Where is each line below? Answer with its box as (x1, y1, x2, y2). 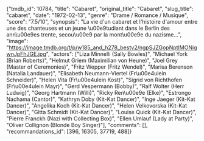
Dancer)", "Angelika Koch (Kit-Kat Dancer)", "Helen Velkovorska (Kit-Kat (6, 102, 188, 109)
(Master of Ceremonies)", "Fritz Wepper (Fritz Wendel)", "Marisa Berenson (6, 63, 193, 70)
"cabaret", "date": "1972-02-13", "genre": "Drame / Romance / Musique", (6, 12, 189, 19)
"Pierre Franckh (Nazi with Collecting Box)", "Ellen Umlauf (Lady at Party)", (6, 115, 194, 122)
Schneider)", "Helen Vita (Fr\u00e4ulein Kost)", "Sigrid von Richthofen (6, 76, 183, 83)
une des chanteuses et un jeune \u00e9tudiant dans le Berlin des (6, 24, 171, 32)
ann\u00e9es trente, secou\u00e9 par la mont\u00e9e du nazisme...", (6, 31, 182, 38)
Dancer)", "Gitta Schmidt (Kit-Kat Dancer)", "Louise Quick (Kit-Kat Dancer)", (6, 109, 197, 115)
